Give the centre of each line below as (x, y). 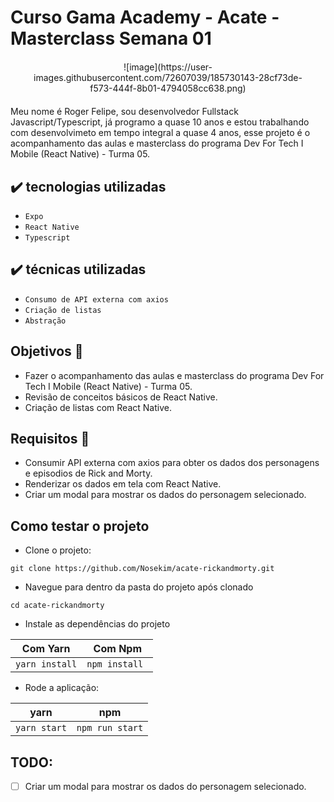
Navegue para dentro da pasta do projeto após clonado (139, 587)
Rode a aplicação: (62, 688)
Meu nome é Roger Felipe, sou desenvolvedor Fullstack (124, 112)
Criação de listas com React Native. (98, 407)
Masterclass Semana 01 (111, 38)
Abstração (45, 321)
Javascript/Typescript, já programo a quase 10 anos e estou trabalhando (160, 122)
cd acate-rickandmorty (57, 606)
